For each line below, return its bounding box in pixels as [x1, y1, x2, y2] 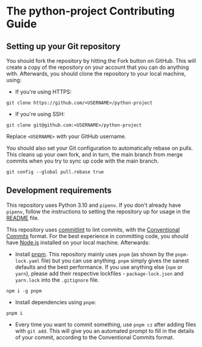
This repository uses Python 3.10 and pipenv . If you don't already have [6, 201, 181, 209]
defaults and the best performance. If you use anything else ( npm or [15, 263, 183, 270]
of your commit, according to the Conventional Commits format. [15, 334, 174, 341]
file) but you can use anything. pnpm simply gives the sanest [41, 257, 189, 264]
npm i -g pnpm [6, 288, 42, 294]
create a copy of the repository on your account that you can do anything [6, 63, 189, 71]
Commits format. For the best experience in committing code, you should [6, 232, 189, 239]
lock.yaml [15, 258, 41, 264]
